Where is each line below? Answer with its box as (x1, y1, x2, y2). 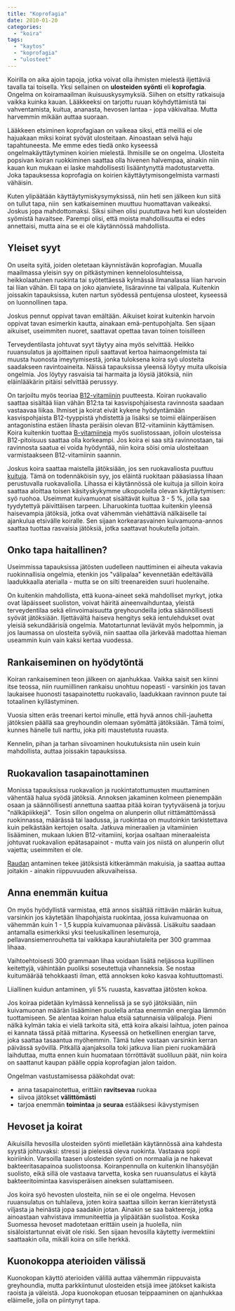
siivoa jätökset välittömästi (17, 1093, 96, 1101)
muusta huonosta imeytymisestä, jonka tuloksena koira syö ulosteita (7, 355, 205, 364)
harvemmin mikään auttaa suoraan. (7, 112, 109, 121)
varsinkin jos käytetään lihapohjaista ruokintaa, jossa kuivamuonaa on (7, 913, 209, 921)
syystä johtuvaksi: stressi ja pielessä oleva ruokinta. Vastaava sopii (7, 1147, 200, 1155)
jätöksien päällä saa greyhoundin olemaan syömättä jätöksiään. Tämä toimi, (7, 719, 225, 727)
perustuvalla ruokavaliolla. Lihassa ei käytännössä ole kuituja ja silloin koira (7, 479, 224, 488)
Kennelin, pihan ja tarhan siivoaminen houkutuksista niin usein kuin (7, 740, 201, 748)
